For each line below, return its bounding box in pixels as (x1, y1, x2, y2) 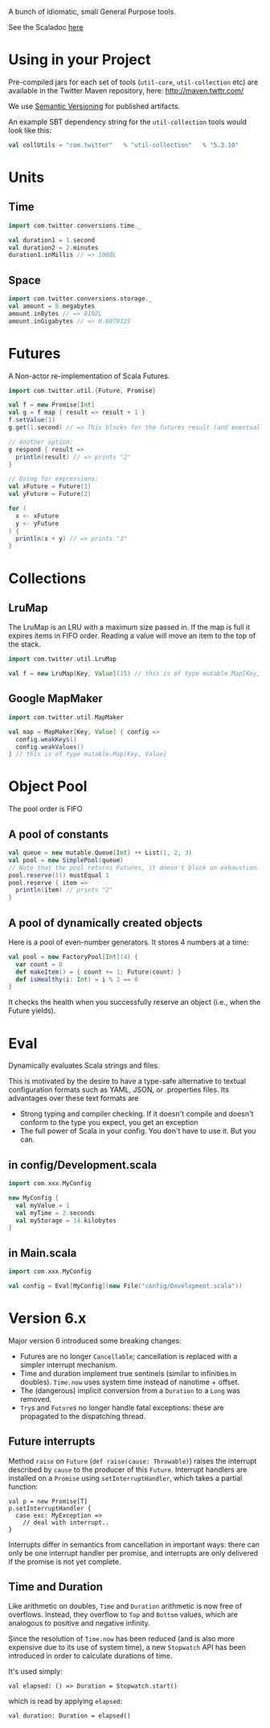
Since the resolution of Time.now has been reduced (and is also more (8, 1634, 235, 1643)
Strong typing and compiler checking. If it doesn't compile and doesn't (19, 1109, 255, 1118)
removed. (19, 1394, 52, 1403)
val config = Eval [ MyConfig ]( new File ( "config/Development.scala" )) (8, 1282, 243, 1290)
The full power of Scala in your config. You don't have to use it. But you (19, 1127, 256, 1136)
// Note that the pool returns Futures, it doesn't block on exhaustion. (8, 863, 261, 872)
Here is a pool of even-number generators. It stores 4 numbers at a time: (8, 937, 249, 947)
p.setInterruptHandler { (8, 1504, 92, 1512)
